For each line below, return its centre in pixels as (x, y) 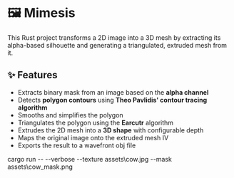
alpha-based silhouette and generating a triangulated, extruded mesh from (117, 45)
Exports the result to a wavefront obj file (77, 145)
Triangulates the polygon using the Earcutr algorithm (95, 122)
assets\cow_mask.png (40, 167)
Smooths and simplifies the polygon (70, 115)
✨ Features (32, 75)
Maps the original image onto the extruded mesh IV (93, 137)
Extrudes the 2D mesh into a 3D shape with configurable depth (111, 130)
